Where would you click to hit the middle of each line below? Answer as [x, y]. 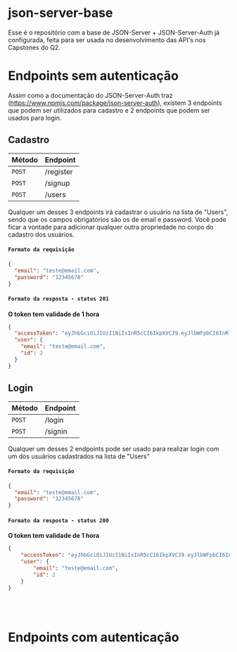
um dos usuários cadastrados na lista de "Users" [79, 456]
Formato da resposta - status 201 [59, 299]
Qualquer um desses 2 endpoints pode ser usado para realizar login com [114, 449]
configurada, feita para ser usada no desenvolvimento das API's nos [107, 39]
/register [59, 172]
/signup [57, 183]
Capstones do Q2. [34, 47]
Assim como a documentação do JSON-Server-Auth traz [90, 95]
